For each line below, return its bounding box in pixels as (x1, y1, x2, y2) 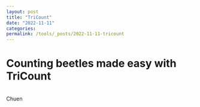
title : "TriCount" (6, 14, 52, 20)
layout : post (6, 8, 39, 15)
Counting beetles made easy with (6, 57, 177, 71)
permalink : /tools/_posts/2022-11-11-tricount (6, 31, 125, 37)
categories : (6, 25, 36, 32)
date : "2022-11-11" (6, 20, 55, 26)
